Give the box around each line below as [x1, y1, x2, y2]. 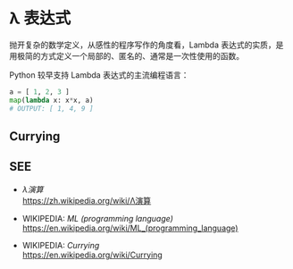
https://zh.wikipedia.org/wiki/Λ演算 [21, 195, 152, 206]
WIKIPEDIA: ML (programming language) [21, 213, 174, 223]
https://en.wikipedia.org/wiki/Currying [21, 249, 163, 260]
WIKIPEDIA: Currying [21, 240, 100, 250]
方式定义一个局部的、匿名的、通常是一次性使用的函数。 [39, 50, 244, 61]
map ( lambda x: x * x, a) [9, 96, 94, 105]
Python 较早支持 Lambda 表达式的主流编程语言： [9, 69, 189, 80]
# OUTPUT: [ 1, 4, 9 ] [9, 104, 94, 113]
